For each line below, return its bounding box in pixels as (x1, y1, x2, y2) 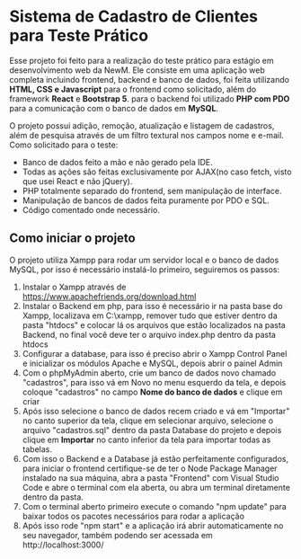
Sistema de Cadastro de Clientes (9, 6, 259, 27)
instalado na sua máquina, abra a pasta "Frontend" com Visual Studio (22, 472, 279, 483)
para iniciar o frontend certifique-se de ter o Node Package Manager (22, 463, 278, 474)
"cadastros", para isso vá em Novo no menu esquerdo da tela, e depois (22, 377, 287, 387)
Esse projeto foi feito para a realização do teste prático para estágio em (9, 55, 274, 66)
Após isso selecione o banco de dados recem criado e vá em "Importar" (22, 405, 290, 416)
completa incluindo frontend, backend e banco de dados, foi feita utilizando (9, 74, 290, 84)
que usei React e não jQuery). (22, 175, 133, 186)
